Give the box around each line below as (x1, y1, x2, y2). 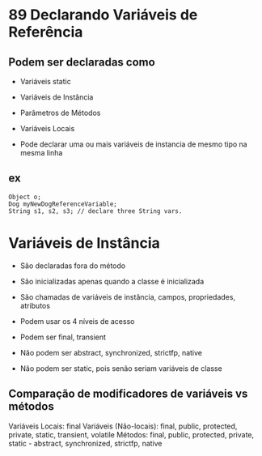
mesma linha (19, 148, 63, 157)
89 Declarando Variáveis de (8, 6, 198, 24)
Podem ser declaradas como (8, 55, 155, 69)
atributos (19, 300, 51, 310)
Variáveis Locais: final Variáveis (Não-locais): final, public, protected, (8, 421, 238, 431)
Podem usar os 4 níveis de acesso (19, 316, 135, 326)
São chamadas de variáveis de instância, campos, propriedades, (19, 292, 236, 301)
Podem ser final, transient (19, 332, 107, 342)
